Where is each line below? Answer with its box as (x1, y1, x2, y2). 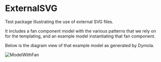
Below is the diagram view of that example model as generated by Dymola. (5, 42, 155, 48)
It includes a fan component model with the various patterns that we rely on (5, 28, 156, 34)
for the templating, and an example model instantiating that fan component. (5, 33, 156, 39)
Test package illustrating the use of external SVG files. (5, 19, 113, 25)
